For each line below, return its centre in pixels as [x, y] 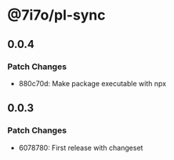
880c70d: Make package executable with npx [92, 83]
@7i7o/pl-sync [57, 15]
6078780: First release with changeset [81, 147]
